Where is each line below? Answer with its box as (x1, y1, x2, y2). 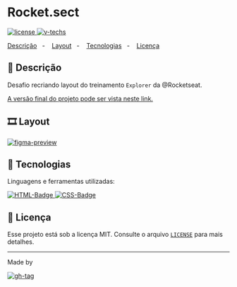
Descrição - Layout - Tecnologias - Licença (7, 41, 160, 49)
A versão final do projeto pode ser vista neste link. (7, 94, 154, 102)
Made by (7, 258, 33, 266)
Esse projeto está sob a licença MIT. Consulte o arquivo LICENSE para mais (7, 230, 224, 239)
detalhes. (7, 238, 35, 246)
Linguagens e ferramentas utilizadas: (7, 177, 115, 186)
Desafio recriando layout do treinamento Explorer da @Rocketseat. (7, 81, 202, 89)
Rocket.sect (7, 4, 80, 20)
